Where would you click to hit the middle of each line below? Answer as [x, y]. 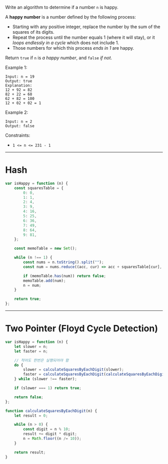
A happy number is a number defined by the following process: [70, 17]
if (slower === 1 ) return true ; [48, 388]
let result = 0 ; [31, 416]
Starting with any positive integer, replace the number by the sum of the [86, 27]
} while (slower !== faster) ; [46, 379]
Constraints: [18, 135]
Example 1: [16, 68]
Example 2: [17, 112]
